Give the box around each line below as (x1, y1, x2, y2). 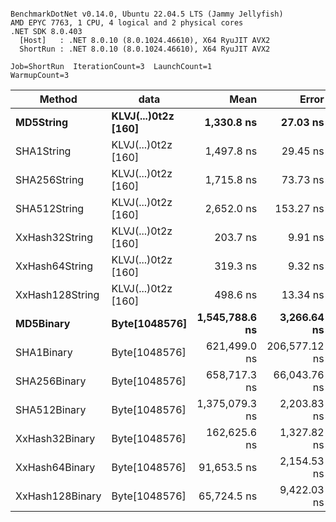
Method (39, 92, 78, 106)
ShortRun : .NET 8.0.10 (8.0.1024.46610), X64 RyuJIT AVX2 (19, 44, 271, 54)
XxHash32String (15, 231, 93, 244)
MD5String (15, 116, 69, 129)
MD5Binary (15, 317, 71, 330)
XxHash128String (15, 288, 100, 301)
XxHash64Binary (15, 461, 96, 474)
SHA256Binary (15, 374, 87, 388)
